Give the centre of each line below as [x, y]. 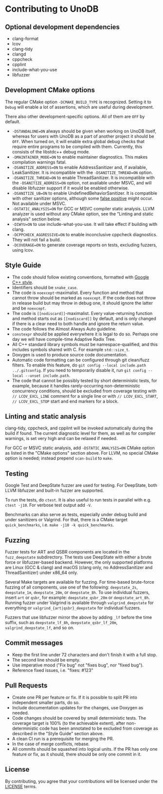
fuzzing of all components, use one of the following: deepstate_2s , [72, 587]
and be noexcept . [29, 308]
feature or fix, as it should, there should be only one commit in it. [77, 754]
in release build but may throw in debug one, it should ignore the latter [82, 303]
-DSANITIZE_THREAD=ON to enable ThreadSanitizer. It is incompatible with [83, 177]
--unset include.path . [48, 375]
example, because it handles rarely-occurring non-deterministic [76, 386]
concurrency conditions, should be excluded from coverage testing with [84, 391]
